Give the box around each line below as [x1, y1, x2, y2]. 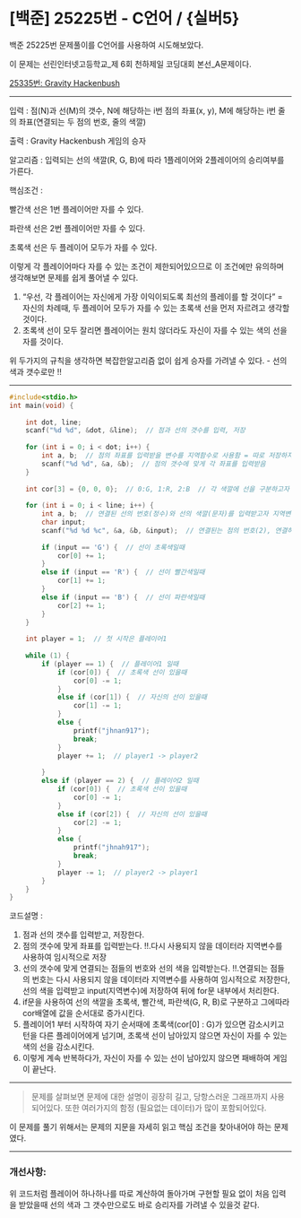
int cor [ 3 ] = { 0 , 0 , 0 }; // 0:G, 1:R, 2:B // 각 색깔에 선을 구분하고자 [25, 484, 289, 493]
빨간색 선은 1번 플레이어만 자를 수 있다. [9, 204, 144, 214]
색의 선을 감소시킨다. [21, 1041, 95, 1052]
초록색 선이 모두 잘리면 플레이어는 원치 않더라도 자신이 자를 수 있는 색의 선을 [21, 325, 288, 335]
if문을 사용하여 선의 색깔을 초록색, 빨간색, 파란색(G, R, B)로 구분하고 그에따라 [21, 996, 290, 1007]
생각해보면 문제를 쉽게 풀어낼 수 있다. [9, 272, 139, 283]
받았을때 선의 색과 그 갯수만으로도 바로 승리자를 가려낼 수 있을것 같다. [18, 1199, 260, 1210]
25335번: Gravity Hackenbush [9, 77, 121, 88]
